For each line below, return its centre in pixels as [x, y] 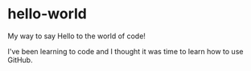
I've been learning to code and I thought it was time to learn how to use [125, 51]
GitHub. [20, 60]
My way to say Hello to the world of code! [77, 36]
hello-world [47, 14]
